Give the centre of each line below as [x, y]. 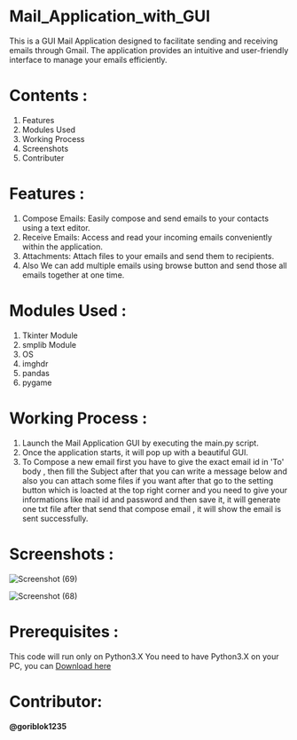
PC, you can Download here [60, 665]
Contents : [49, 96]
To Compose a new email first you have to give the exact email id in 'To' [153, 461]
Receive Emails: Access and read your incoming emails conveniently [147, 237]
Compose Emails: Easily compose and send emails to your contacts [145, 218]
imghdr [35, 363]
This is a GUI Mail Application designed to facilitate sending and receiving [144, 41]
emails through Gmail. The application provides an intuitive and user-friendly [149, 50]
